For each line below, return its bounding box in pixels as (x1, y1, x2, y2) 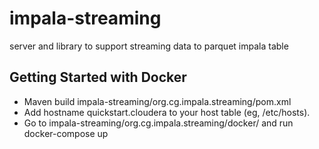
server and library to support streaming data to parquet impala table (9, 40, 289, 52)
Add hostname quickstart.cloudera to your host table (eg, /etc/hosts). (23, 106, 311, 118)
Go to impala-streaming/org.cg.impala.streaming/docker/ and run (23, 117, 294, 129)
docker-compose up (23, 127, 109, 139)
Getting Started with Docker (9, 69, 187, 86)
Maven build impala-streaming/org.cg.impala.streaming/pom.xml (23, 95, 292, 107)
